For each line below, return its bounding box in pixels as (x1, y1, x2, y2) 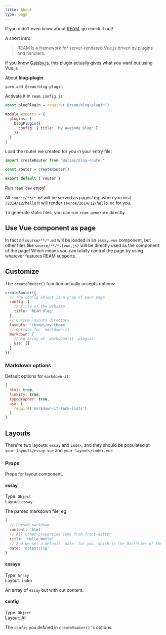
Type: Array (5, 572, 29, 578)
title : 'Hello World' (9, 536, 54, 542)
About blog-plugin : (5, 75, 44, 80)
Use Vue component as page (5, 224, 96, 233)
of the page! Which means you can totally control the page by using (5, 247, 143, 253)
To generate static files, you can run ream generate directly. (5, 210, 126, 215)
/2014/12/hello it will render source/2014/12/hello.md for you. (5, 200, 132, 206)
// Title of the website (14, 304, 65, 309)
